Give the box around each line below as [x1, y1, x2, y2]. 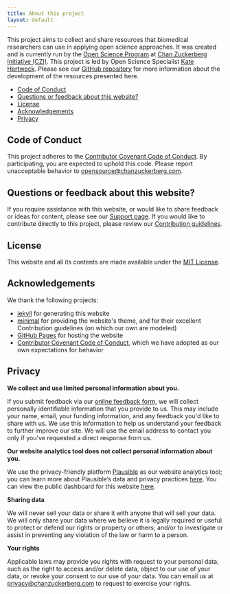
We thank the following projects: [7, 296, 98, 304]
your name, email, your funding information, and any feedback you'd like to [7, 411, 220, 420]
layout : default [7, 16, 54, 23]
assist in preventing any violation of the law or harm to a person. [7, 530, 189, 539]
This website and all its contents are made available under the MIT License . [7, 258, 220, 266]
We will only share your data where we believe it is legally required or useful [7, 516, 222, 524]
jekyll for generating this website [16, 309, 110, 317]
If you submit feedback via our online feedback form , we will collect [7, 397, 199, 405]
